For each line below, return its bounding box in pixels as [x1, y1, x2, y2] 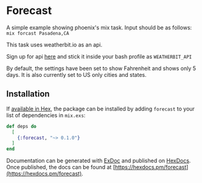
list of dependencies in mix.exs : [6, 111, 86, 119]
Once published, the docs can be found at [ [6, 163, 116, 171]
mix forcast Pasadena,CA [6, 30, 69, 37]
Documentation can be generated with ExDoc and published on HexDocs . [6, 157, 191, 165]
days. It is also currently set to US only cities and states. [6, 71, 147, 78]
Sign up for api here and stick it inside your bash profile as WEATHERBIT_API [6, 52, 192, 60]
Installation [6, 89, 50, 99]
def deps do [6, 123, 37, 129]
